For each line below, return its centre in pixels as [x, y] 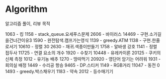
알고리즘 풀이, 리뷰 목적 [28, 23]
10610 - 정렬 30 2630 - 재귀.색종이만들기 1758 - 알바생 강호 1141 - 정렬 [88, 46]
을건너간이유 [17, 40]
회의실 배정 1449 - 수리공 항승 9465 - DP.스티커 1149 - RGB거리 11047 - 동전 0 [83, 65]
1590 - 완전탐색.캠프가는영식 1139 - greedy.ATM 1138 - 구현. [93, 40]
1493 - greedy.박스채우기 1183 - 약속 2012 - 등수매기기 [59, 71]
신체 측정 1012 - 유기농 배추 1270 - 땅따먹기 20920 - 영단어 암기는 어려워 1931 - [83, 59]
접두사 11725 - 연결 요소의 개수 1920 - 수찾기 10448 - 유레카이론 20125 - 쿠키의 [83, 53]
